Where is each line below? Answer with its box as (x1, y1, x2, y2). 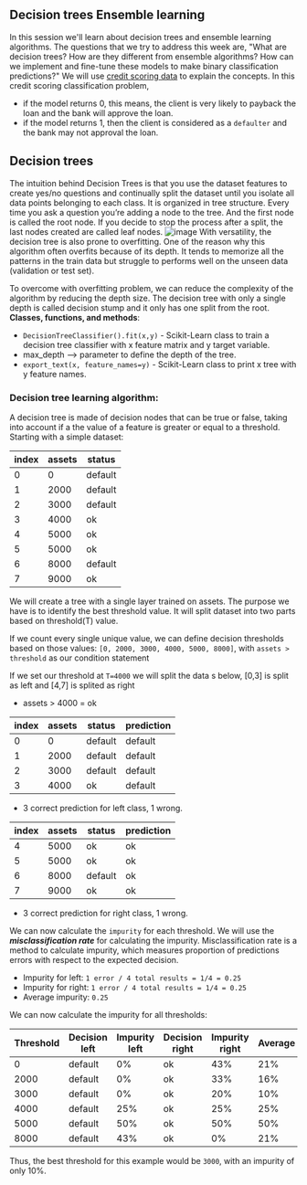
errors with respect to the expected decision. (9, 954, 179, 965)
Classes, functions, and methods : (9, 312, 140, 323)
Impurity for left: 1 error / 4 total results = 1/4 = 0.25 (22, 972, 242, 983)
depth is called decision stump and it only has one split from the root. (9, 302, 270, 313)
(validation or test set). (9, 265, 94, 276)
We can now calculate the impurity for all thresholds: (9, 1009, 208, 1020)
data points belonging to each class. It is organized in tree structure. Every (9, 196, 290, 208)
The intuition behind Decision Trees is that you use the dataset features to (9, 177, 288, 188)
